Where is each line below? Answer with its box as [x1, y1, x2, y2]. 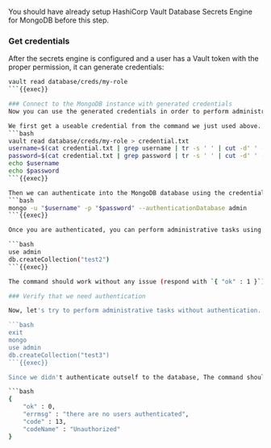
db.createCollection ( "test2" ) [8, 255, 110, 263]
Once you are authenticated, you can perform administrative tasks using [8, 226, 262, 234]
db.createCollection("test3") [8, 351, 110, 359]
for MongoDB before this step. [8, 15, 110, 25]
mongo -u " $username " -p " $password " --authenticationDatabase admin [8, 204, 248, 212]
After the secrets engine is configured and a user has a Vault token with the [8, 54, 260, 64]
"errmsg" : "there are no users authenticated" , [23, 410, 190, 418]
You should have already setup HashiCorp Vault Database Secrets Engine [8, 7, 252, 16]
